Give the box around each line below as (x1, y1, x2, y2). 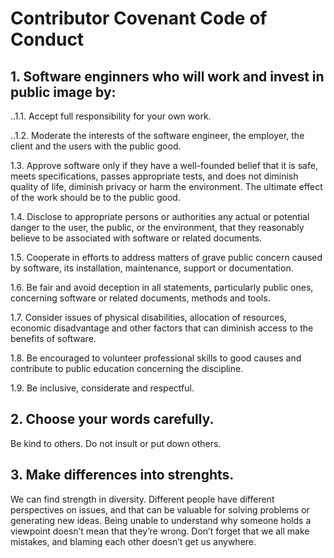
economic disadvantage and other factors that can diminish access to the (10, 322, 314, 334)
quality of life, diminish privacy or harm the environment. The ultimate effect (10, 181, 323, 192)
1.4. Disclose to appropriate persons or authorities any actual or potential (10, 211, 310, 222)
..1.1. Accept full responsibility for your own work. (10, 110, 212, 122)
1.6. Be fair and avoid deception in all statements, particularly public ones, (10, 282, 314, 293)
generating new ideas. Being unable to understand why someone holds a (10, 514, 312, 526)
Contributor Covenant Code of (10, 7, 268, 30)
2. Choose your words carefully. (10, 411, 215, 428)
